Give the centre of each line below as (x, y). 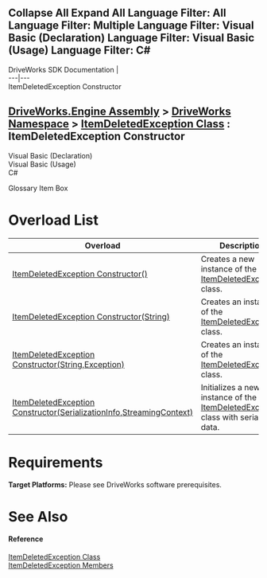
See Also (38, 516)
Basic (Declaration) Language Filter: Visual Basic (132, 38)
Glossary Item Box (38, 188)
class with (219, 417)
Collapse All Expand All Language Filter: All (117, 13)
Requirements (56, 462)
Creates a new (228, 259)
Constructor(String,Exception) (68, 364)
